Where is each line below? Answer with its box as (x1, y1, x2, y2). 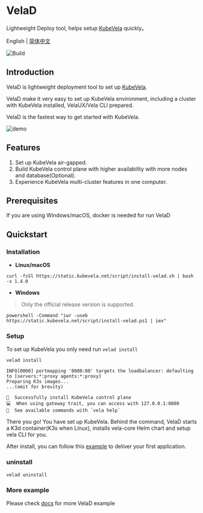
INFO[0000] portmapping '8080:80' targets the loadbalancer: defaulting (6, 368, 194, 374)
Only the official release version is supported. (21, 301, 135, 308)
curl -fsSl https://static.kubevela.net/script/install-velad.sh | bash (6, 273, 194, 279)
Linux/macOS (15, 262, 50, 269)
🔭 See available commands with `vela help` (6, 407, 121, 413)
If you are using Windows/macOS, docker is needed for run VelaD (6, 212, 171, 219)
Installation (6, 247, 41, 256)
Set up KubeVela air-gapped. (15, 158, 87, 166)
